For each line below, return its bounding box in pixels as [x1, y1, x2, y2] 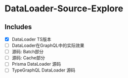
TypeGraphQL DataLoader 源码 [11, 67, 76, 73]
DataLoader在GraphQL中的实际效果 [11, 42, 85, 48]
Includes [4, 23, 32, 31]
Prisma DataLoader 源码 [11, 61, 61, 67]
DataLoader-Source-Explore [4, 3, 124, 14]
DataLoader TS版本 [11, 37, 51, 42]
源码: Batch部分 [11, 49, 44, 55]
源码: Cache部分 [11, 55, 45, 61]
